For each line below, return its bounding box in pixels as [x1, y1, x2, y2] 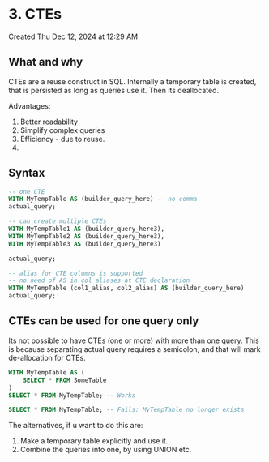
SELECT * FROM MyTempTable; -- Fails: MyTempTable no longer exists [8, 406, 245, 414]
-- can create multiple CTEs [8, 217, 107, 225]
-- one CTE [8, 187, 45, 195]
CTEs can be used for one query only [8, 314, 199, 328]
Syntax [8, 166, 45, 180]
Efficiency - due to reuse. [19, 134, 105, 143]
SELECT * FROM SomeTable [23, 376, 107, 384]
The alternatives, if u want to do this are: [8, 421, 143, 430]
